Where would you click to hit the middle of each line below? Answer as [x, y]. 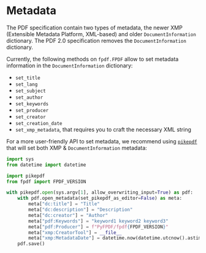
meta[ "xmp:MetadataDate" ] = [64, 238]
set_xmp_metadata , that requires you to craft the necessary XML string [103, 129]
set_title [28, 78]
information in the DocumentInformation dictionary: [70, 66]
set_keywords [32, 104]
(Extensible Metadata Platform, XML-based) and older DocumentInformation [101, 34]
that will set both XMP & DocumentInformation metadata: [77, 148]
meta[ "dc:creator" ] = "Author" [68, 215]
